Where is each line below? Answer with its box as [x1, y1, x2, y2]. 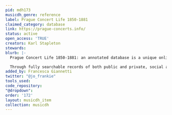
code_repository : [5, 83, 42, 88]
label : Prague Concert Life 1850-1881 [5, 17, 88, 22]
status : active [5, 31, 38, 36]
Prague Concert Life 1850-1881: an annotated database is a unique [10, 55, 157, 60]
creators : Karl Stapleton [5, 41, 60, 46]
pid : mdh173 [5, 7, 31, 13]
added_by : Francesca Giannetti [5, 69, 72, 74]
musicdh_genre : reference [5, 12, 60, 17]
